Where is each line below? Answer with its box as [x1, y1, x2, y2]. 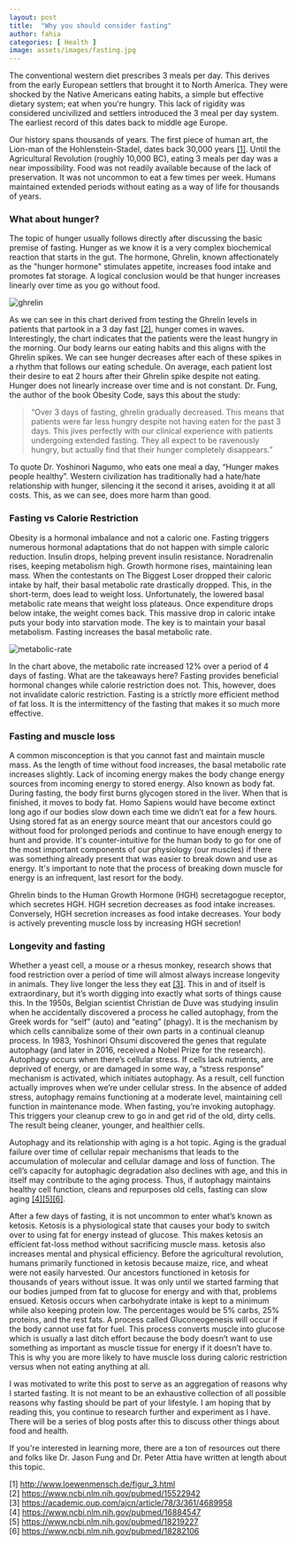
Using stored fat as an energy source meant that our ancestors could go [9, 816, 272, 827]
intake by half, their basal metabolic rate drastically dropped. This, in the [9, 579, 272, 590]
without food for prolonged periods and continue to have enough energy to [9, 826, 283, 836]
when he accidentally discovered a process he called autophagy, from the [9, 1007, 278, 1018]
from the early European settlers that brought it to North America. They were [9, 80, 288, 90]
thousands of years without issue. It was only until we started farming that [9, 1277, 279, 1287]
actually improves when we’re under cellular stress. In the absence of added [9, 1083, 287, 1093]
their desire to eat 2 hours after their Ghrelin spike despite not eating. [9, 371, 261, 382]
